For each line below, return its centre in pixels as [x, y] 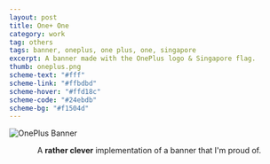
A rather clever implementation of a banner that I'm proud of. [149, 151]
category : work [37, 34]
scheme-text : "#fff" [48, 75]
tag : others [31, 42]
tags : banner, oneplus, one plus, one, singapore [103, 51]
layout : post [33, 17]
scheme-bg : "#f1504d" [49, 108]
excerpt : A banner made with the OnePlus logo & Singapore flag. [132, 59]
